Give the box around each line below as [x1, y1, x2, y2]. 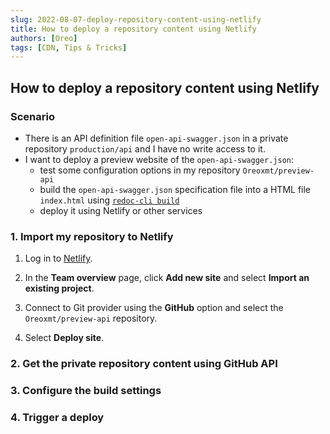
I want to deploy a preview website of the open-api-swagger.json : [24, 153, 294, 165]
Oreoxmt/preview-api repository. [24, 312, 158, 325]
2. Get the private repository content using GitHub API [10, 357, 278, 371]
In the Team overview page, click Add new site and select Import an [24, 272, 310, 284]
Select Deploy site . [24, 332, 105, 344]
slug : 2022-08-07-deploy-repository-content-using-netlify [10, 14, 262, 25]
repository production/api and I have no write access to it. [24, 142, 266, 155]
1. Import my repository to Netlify [10, 229, 174, 243]
